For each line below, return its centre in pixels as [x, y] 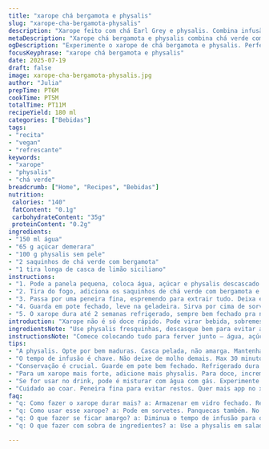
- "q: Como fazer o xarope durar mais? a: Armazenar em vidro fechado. [130, 403]
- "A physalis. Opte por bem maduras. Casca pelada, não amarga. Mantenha [136, 351]
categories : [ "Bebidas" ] [50, 120]
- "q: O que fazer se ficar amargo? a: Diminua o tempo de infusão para [132, 419]
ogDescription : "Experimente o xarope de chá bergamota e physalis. [125, 46]
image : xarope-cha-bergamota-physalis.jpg [80, 75]
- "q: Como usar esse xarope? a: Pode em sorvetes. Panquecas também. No [134, 411]
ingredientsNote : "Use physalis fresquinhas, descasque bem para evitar [132, 329]
